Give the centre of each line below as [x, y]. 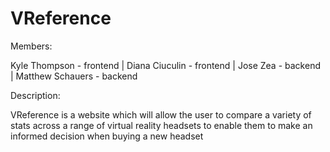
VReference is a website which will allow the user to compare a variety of [161, 114]
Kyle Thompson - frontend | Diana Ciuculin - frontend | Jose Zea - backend [165, 65]
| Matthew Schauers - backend [74, 76]
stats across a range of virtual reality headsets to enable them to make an [161, 125]
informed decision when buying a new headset [107, 136]
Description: [35, 95]
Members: [31, 46]
